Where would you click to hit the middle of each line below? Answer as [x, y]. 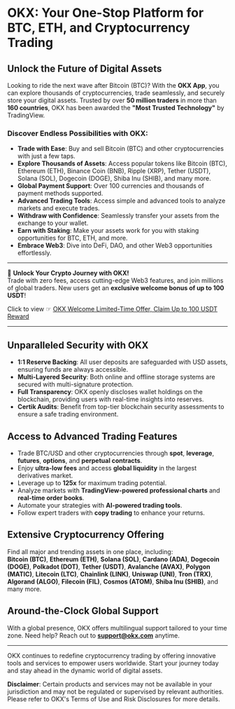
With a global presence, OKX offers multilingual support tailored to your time [117, 628]
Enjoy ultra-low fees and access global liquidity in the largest [107, 468]
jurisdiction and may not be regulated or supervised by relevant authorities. [115, 691]
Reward [18, 316]
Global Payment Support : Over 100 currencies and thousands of [111, 186]
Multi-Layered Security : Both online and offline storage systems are [116, 377]
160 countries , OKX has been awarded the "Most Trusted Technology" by [116, 108]
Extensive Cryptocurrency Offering [86, 535]
